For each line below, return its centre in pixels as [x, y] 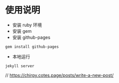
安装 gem [22, 31]
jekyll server [20, 66]
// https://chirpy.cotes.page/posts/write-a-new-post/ [59, 75]
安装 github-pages [31, 37]
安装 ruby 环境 [27, 25]
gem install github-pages [32, 47]
